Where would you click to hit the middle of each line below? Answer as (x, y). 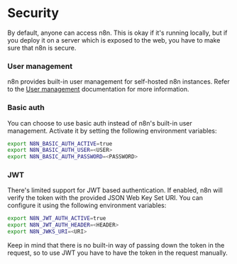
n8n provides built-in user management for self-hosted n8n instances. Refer (119, 82)
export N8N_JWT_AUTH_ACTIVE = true (57, 219)
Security (33, 13)
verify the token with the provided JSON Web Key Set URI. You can (105, 198)
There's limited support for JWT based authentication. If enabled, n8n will (115, 190)
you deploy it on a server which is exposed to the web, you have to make (114, 40)
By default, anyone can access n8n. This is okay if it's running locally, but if (117, 33)
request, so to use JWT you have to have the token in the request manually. (118, 253)
